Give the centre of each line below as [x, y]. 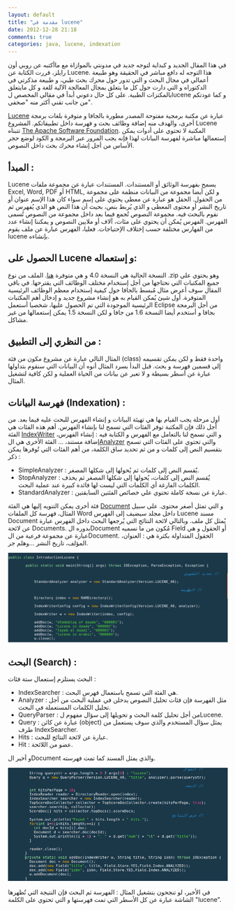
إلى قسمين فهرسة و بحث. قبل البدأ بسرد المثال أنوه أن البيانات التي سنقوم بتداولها [114, 366]
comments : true [30, 37]
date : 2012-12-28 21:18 [43, 29]
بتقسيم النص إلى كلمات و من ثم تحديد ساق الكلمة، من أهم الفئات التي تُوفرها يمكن [115, 449]
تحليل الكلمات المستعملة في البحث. [64, 707]
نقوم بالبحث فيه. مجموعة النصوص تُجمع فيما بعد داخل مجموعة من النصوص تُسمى [113, 214]
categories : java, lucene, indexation [64, 44]
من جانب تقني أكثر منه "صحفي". [50, 102]
